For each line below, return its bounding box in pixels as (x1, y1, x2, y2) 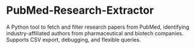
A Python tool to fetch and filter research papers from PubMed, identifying (6, 23, 190, 30)
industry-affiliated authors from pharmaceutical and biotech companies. (6, 29, 184, 36)
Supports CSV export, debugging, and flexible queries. (6, 36, 141, 43)
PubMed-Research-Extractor (6, 4, 154, 17)
